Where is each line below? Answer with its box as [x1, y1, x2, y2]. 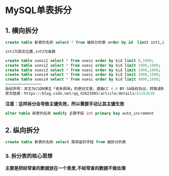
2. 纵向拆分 [5, 126, 40, 135]
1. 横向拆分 [5, 26, 39, 35]
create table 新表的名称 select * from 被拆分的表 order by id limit [5, 40, 149, 45]
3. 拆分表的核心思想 [5, 152, 53, 159]
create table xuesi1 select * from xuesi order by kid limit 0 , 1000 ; [5, 58, 154, 63]
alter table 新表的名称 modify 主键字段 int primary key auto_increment [5, 110, 154, 116]
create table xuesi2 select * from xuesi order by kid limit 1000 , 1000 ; [5, 63, 161, 68]
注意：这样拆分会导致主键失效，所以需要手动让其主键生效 [5, 100, 124, 106]
